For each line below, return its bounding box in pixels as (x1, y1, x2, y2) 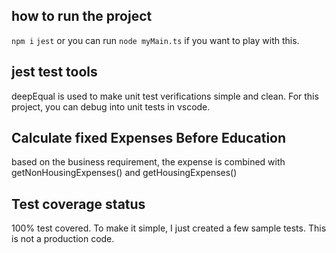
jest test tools (11, 64, 98, 81)
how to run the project (11, 8, 153, 25)
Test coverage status (11, 195, 146, 213)
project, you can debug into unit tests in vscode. (11, 100, 211, 113)
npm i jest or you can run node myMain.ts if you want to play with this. (11, 34, 300, 46)
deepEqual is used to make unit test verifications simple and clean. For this (11, 90, 319, 102)
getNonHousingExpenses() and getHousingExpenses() (11, 167, 238, 179)
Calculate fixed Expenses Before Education (11, 130, 287, 147)
